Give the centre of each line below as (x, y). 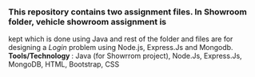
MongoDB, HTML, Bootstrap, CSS (64, 64)
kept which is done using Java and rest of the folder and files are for (121, 39)
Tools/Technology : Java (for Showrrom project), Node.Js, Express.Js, (125, 56)
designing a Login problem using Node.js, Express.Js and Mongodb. (121, 48)
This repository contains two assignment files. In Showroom (128, 12)
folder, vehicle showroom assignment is (88, 21)
